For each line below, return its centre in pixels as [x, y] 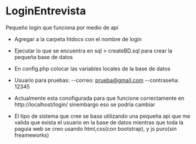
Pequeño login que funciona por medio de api [62, 27]
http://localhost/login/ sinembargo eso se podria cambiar [85, 104]
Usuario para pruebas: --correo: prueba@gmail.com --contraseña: [97, 80]
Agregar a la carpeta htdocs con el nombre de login [78, 39]
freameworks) [31, 135]
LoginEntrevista [46, 11]
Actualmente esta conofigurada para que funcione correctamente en [99, 98]
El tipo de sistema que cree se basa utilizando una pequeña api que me [102, 116]
